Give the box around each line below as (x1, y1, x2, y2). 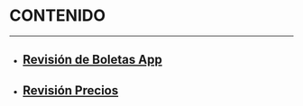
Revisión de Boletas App (22, 52, 162, 67)
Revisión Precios (22, 83, 119, 98)
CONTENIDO (9, 5, 106, 26)
